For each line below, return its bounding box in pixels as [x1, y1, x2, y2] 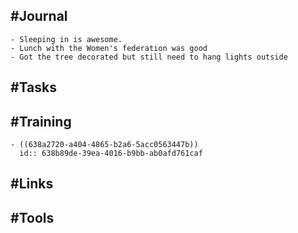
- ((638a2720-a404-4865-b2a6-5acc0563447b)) [10, 140, 199, 150]
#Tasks [10, 79, 58, 96]
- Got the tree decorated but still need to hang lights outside [10, 52, 288, 62]
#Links [10, 175, 54, 193]
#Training [10, 113, 72, 130]
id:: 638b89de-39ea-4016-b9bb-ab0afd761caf [19, 149, 203, 159]
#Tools [10, 209, 55, 226]
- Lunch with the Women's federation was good [10, 43, 208, 53]
